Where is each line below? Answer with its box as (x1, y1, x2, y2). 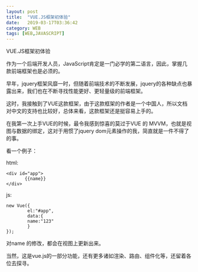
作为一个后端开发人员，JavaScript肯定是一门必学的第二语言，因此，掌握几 (6, 60, 188, 67)
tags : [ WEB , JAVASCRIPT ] (6, 31, 65, 37)
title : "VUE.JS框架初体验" (6, 14, 71, 20)
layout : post (6, 8, 38, 15)
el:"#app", (27, 208, 54, 214)
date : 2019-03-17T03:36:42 (6, 20, 78, 25)
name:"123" (27, 218, 54, 225)
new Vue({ (6, 203, 31, 209)
